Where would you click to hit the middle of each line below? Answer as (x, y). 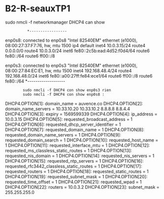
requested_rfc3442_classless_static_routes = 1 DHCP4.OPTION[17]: (74, 166)
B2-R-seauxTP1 (38, 9)
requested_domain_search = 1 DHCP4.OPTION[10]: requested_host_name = (82, 140)
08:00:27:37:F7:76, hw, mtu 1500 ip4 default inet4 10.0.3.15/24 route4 (75, 45)
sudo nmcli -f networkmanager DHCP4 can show (55, 22)
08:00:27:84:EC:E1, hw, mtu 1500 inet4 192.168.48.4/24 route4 (68, 71)
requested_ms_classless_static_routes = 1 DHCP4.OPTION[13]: (68, 150)
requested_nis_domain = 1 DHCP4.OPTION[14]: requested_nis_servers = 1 (80, 156)
